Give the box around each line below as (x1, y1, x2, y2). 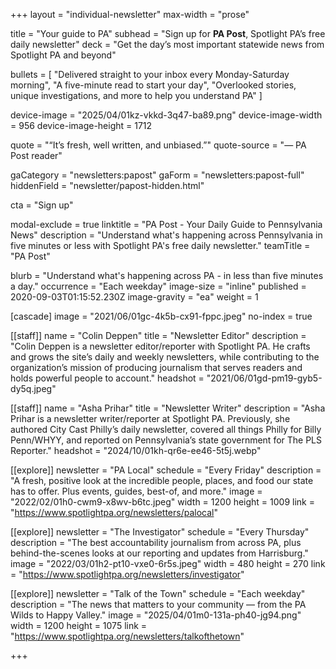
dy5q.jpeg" (10, 383, 57, 394)
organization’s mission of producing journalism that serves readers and (10, 362, 303, 373)
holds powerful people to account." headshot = (10, 372, 205, 384)
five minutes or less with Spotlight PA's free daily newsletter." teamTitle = (10, 240, 311, 251)
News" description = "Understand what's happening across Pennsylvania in (10, 229, 323, 241)
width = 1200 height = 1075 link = (10, 620, 148, 631)
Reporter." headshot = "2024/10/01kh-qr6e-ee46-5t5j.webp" (10, 445, 262, 456)
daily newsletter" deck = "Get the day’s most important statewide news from (10, 39, 325, 50)
